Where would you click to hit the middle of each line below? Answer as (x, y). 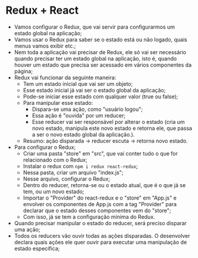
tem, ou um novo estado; (54, 191)
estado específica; (37, 248)
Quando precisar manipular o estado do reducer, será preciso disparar (100, 223)
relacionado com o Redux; (55, 160)
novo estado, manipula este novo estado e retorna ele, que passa (112, 128)
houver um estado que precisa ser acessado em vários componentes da (103, 65)
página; (23, 71)
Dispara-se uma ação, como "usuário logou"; (87, 109)
